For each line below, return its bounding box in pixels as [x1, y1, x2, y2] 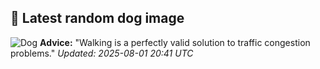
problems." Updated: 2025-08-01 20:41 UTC [10, 47, 194, 59]
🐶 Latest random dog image [10, 10, 185, 27]
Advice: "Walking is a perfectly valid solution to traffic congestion [39, 36, 311, 48]
